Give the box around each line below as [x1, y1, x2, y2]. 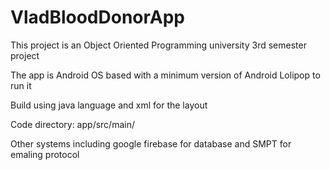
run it [10, 79, 32, 91]
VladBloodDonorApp [10, 6, 186, 29]
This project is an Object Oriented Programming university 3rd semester [10, 39, 307, 51]
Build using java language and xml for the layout [10, 99, 208, 111]
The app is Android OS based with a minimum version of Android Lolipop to [10, 69, 321, 81]
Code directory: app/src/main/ [10, 118, 135, 130]
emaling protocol [10, 148, 80, 160]
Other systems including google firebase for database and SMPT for [10, 137, 292, 150]
